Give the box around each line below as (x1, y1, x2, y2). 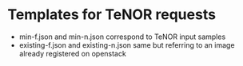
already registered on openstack (18, 49, 127, 58)
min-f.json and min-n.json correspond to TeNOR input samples (18, 32, 226, 41)
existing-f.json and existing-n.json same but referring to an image (18, 40, 235, 49)
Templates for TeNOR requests (7, 6, 217, 24)
